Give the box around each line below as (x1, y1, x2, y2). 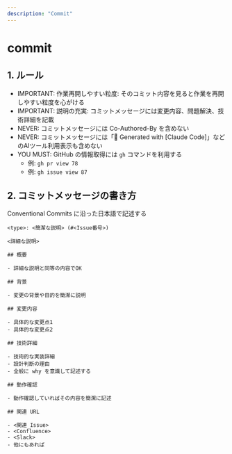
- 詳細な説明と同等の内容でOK (7, 265, 82, 272)
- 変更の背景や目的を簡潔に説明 (7, 292, 86, 299)
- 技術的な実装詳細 (7, 353, 56, 360)
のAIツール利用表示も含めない (17, 141, 103, 149)
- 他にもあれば (7, 441, 45, 448)
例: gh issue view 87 (27, 168, 88, 176)
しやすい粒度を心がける (17, 98, 85, 106)
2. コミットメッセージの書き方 (7, 190, 137, 202)
